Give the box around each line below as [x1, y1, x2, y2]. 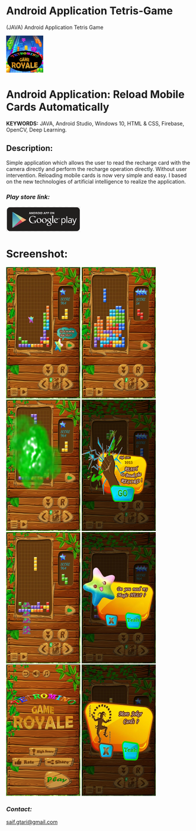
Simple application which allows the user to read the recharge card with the [6, 159, 191, 166]
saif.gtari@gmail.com [6, 819, 58, 826]
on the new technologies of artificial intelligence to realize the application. [6, 178, 187, 185]
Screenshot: [6, 247, 68, 261]
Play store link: [6, 192, 50, 201]
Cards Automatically [6, 101, 110, 114]
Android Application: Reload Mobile [6, 88, 185, 101]
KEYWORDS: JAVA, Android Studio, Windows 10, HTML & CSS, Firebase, [6, 120, 185, 127]
